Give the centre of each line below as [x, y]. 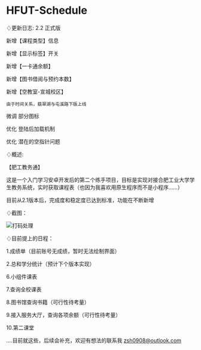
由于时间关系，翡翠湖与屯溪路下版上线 [46, 104]
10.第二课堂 [20, 327]
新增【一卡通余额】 [30, 66]
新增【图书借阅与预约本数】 [40, 79]
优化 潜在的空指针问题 [33, 141]
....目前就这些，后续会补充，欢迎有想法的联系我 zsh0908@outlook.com [94, 340]
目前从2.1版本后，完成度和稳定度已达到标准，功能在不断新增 [80, 200]
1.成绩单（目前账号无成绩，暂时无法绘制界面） [63, 251]
